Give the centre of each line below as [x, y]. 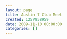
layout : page [19, 10]
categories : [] [21, 29]
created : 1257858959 [27, 19]
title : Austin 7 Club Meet [34, 15]
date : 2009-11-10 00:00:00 [34, 24]
